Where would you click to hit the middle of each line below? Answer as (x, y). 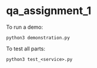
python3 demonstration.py (38, 38)
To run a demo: (25, 27)
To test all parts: (26, 49)
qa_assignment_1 (49, 11)
